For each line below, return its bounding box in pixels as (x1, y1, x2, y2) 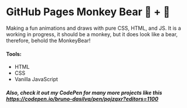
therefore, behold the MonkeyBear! (6, 37, 91, 44)
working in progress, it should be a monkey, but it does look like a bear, (6, 30, 178, 37)
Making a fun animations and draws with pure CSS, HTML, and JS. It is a (6, 25, 182, 32)
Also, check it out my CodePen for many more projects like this (6, 89, 162, 96)
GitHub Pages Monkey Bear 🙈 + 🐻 (6, 5, 171, 19)
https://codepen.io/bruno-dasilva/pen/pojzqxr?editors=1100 (6, 95, 159, 102)
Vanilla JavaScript (14, 76, 59, 83)
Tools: (6, 50, 22, 57)
